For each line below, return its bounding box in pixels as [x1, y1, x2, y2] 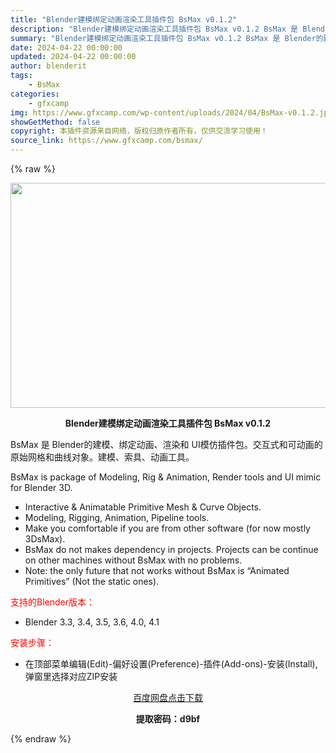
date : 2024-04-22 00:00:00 [10, 42, 123, 53]
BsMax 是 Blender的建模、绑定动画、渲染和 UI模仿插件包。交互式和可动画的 [10, 439, 323, 450]
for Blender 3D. [10, 482, 73, 493]
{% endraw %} [10, 733, 72, 745]
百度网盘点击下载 [133, 692, 203, 703]
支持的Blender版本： [10, 596, 95, 608]
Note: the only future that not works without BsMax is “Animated [24, 565, 290, 576]
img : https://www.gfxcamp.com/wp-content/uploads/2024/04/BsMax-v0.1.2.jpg [10, 107, 333, 118]
